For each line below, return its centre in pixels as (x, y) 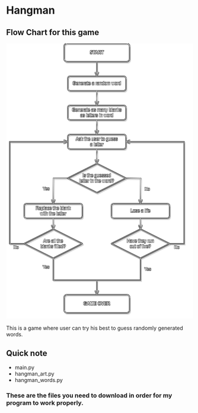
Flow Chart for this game (53, 32)
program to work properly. (45, 403)
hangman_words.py (39, 380)
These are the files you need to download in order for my (89, 396)
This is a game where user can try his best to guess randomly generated (95, 328)
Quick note (27, 353)
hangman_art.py (34, 374)
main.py (24, 368)
